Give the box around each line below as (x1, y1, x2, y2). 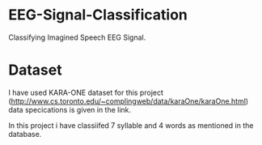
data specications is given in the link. (8, 104, 132, 114)
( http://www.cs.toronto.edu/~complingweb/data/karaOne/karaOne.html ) (8, 96, 249, 106)
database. (8, 129, 42, 139)
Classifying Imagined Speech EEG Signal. (8, 32, 146, 42)
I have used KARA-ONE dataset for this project (8, 87, 164, 97)
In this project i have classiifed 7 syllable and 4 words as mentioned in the (8, 120, 254, 130)
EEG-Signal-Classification (8, 6, 188, 24)
